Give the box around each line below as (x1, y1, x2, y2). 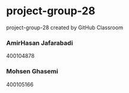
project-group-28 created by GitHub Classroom (6, 24, 124, 31)
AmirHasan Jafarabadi (6, 39, 73, 47)
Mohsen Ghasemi (6, 67, 59, 76)
